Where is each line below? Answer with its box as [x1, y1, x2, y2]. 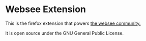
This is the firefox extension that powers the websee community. [5, 20, 141, 26]
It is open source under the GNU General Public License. [5, 30, 124, 36]
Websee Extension [5, 4, 86, 15]
